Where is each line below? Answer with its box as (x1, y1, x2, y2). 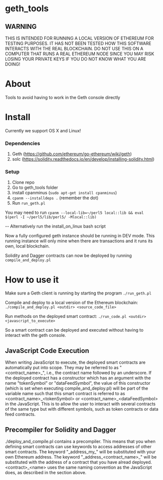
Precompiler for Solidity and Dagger (5, 425, 116, 434)
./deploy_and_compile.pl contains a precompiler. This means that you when (5, 438, 156, 444)
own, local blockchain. (5, 243, 50, 249)
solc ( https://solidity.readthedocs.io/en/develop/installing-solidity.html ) (12, 156, 155, 162)
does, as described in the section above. (5, 470, 87, 476)
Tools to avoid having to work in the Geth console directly (5, 94, 121, 100)
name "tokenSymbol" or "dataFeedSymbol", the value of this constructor (5, 380, 151, 386)
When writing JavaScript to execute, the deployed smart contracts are (5, 359, 146, 365)
